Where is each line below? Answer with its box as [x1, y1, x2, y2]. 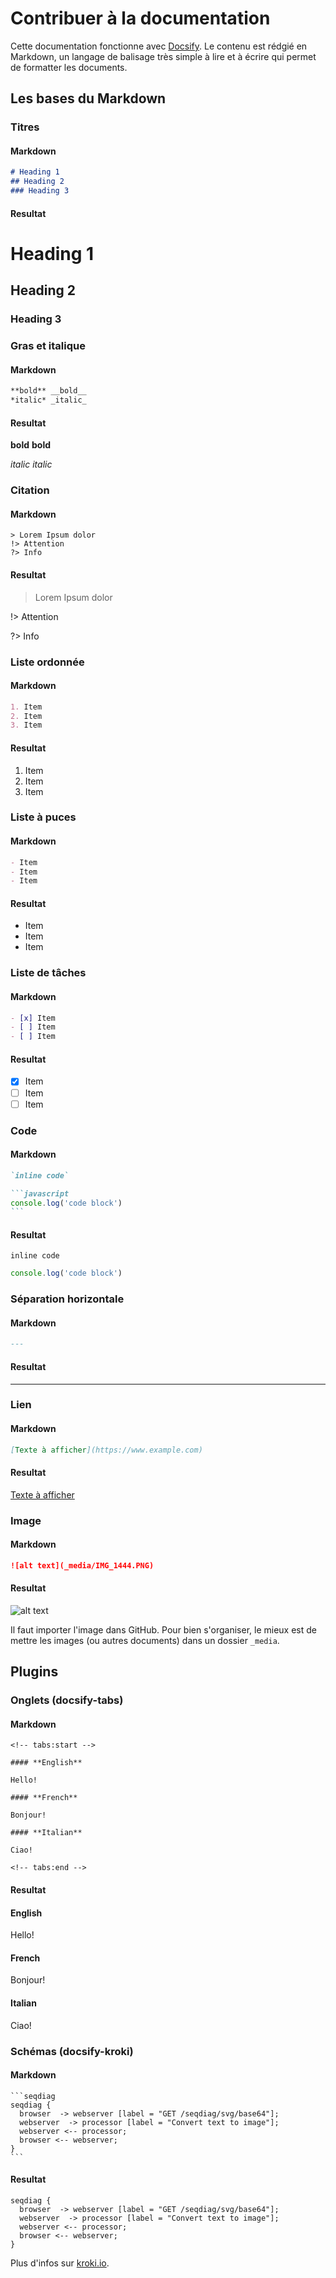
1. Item [10, 702, 43, 712]
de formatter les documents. [10, 61, 128, 73]
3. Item [10, 720, 43, 731]
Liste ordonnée [10, 655, 85, 669]
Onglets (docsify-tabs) [10, 1693, 124, 1707]
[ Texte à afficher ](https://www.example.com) [10, 1445, 203, 1455]
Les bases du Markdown [10, 90, 167, 107]
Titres [10, 120, 40, 134]
